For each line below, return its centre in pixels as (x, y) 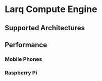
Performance (26, 45)
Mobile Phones (23, 59)
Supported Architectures (45, 28)
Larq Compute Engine (51, 9)
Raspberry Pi (21, 72)
